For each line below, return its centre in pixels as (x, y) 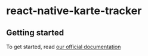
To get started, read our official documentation (64, 47)
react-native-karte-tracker (74, 11)
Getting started (35, 33)
